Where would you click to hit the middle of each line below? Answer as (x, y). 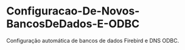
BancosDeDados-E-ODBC (73, 24)
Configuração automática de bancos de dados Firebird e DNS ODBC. (93, 40)
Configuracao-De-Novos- (73, 11)
